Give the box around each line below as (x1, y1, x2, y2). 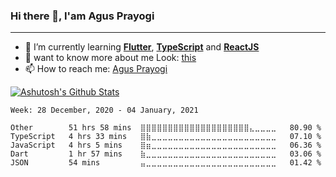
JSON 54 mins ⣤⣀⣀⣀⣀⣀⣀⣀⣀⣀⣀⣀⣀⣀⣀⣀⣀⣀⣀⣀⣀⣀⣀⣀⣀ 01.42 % (10, 158, 322, 168)
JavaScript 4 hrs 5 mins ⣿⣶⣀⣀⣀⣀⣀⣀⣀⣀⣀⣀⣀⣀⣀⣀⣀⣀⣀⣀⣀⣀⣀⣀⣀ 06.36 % (10, 140, 322, 151)
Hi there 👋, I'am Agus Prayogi (10, 9, 155, 23)
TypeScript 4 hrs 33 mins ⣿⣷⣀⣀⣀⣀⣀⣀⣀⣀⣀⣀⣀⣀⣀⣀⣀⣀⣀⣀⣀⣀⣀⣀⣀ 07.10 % (10, 132, 322, 142)
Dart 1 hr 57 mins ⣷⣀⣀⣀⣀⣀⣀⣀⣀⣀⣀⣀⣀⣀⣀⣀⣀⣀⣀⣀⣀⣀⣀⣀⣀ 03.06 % (10, 149, 322, 159)
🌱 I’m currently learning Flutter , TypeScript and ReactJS (24, 41, 260, 53)
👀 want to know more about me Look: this (24, 52, 197, 64)
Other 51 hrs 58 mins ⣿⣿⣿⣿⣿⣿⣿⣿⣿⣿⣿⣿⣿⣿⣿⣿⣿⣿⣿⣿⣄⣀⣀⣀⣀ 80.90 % (10, 123, 322, 133)
